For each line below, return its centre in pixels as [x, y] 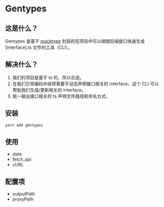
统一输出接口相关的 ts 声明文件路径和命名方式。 [61, 96]
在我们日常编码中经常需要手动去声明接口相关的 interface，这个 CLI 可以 [85, 84]
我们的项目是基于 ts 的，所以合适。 [48, 77]
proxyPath [23, 199]
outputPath [24, 194]
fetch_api [22, 159]
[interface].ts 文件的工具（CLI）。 [39, 47]
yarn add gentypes [24, 125]
